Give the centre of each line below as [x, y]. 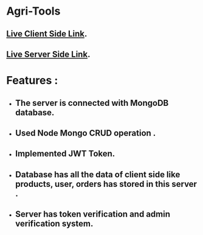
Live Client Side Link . [47, 34]
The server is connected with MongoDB [92, 103]
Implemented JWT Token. [65, 154]
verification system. [54, 224]
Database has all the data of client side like [98, 174]
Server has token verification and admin [92, 214]
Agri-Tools [33, 11]
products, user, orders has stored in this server [106, 184]
